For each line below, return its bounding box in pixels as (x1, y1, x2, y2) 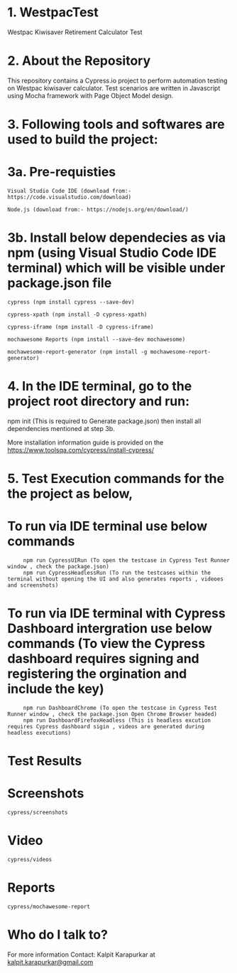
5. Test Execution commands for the (7, 471, 225, 487)
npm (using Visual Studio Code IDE (7, 245, 217, 261)
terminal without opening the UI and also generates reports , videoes (7, 575, 224, 583)
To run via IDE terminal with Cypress (7, 605, 226, 622)
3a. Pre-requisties (7, 164, 116, 180)
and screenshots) (7, 582, 59, 589)
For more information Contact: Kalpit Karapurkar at (7, 950, 156, 959)
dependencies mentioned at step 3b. (7, 424, 115, 432)
